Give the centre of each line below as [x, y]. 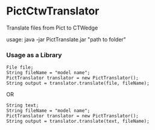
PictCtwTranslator [53, 11]
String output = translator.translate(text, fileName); [78, 122]
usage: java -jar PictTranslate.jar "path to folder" [66, 39]
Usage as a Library [34, 55]
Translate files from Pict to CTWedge [52, 28]
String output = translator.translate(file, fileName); [78, 83]
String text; [23, 106]
